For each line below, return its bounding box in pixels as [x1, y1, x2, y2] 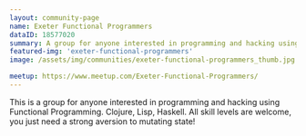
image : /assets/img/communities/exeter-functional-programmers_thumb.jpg [9, 55, 296, 64]
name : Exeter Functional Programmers [9, 22, 153, 31]
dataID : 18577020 [9, 30, 76, 39]
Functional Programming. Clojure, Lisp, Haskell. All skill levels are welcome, [9, 106, 291, 117]
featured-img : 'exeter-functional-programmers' [9, 47, 194, 56]
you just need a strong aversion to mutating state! [9, 115, 196, 127]
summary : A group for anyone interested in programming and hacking [9, 38, 275, 48]
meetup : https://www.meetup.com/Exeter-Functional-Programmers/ [9, 72, 259, 82]
